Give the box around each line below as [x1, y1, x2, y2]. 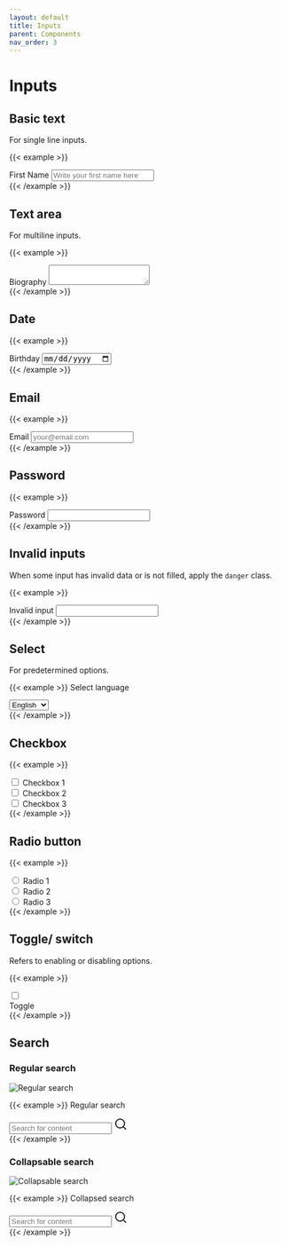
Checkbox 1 [21, 777, 66, 788]
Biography [9, 277, 47, 288]
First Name [9, 170, 50, 180]
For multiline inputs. [9, 230, 82, 241]
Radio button [9, 833, 82, 848]
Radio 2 [22, 887, 51, 897]
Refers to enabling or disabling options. [9, 955, 152, 966]
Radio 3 [22, 897, 51, 908]
